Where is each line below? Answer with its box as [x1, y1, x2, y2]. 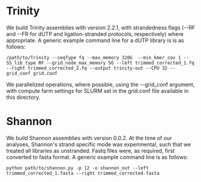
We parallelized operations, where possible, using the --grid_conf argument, [6, 81, 195, 88]
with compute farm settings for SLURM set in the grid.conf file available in [6, 87, 189, 94]
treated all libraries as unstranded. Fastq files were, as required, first [6, 147, 175, 154]
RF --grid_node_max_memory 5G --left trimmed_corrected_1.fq [38, 60, 195, 66]
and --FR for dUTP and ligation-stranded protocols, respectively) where [6, 30, 184, 37]
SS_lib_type [6, 60, 36, 66]
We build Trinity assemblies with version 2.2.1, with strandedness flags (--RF [6, 24, 196, 31]
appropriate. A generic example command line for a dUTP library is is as [6, 37, 184, 44]
